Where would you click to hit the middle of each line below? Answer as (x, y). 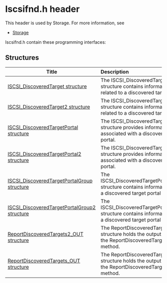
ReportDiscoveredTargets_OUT (44, 261)
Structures (22, 58)
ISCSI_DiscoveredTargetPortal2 (44, 154)
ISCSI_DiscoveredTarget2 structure (49, 107)
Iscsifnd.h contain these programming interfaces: (56, 42)
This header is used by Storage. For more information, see (65, 23)
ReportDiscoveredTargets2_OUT (45, 234)
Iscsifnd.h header (42, 9)
